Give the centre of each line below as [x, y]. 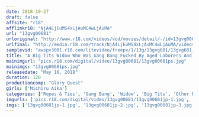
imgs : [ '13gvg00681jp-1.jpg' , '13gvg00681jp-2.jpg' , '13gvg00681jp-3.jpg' [100, 105]
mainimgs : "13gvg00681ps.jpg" [44, 66]
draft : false [22, 17]
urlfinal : [18, 45]
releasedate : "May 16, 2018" [42, 72]
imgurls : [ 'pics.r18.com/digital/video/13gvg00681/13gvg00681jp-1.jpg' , [98, 99]
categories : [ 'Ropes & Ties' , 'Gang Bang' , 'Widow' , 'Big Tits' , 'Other [98, 94]
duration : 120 [24, 77]
